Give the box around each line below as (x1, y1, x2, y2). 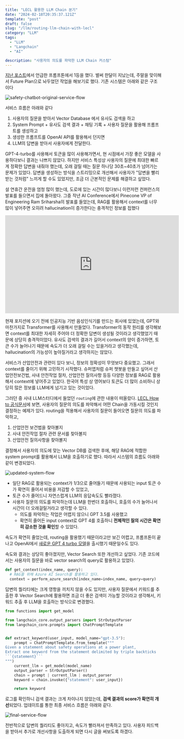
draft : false (5, 21, 32, 26)
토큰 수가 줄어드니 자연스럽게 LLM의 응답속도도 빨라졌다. (12, 493, 123, 498)
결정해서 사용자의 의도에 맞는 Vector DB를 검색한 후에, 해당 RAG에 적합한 (5, 448, 147, 454)
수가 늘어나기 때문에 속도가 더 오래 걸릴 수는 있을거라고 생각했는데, (10, 343, 139, 349)
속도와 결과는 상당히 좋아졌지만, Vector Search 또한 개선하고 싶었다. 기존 (5, 551, 147, 557)
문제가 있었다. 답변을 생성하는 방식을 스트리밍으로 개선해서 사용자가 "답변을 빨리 (5, 170, 160, 176)
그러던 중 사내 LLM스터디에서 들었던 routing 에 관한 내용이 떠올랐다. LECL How (5, 395, 159, 401)
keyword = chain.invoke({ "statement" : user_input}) (14, 677, 123, 682)
